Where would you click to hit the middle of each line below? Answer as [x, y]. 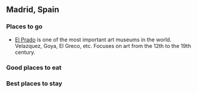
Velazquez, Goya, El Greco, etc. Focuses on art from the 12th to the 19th [103, 46]
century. [25, 52]
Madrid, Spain [33, 10]
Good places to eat [34, 68]
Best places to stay [34, 84]
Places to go [24, 27]
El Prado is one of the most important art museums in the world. [93, 39]
